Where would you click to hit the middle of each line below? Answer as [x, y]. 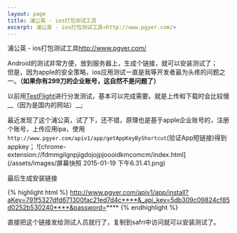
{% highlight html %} [38, 193]
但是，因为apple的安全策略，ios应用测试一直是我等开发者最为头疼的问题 [113, 72]
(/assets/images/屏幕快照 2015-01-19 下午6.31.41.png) [86, 163]
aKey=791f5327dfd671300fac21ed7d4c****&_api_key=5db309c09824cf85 [118, 200]
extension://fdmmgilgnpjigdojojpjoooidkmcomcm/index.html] [97, 155]
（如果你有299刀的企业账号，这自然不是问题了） [90, 81]
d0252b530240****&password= [57, 207]
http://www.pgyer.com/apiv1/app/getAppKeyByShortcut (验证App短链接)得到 [117, 138]
